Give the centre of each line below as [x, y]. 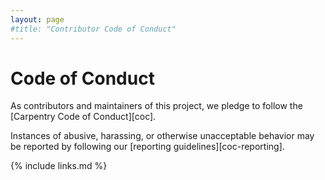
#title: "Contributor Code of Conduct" [93, 29]
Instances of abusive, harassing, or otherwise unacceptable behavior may [162, 136]
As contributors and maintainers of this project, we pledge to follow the [156, 106]
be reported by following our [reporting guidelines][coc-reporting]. [147, 147]
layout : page [37, 19]
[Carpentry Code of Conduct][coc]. [83, 117]
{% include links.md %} [59, 166]
